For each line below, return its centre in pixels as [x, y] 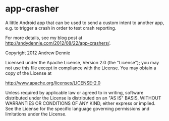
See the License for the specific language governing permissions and [77, 108]
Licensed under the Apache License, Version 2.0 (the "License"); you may [82, 62]
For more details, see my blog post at [44, 38]
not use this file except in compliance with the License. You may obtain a [81, 68]
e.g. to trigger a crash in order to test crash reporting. [61, 28]
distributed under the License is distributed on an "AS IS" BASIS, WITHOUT [83, 98]
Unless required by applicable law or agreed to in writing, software [74, 92]
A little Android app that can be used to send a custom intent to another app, [85, 23]
